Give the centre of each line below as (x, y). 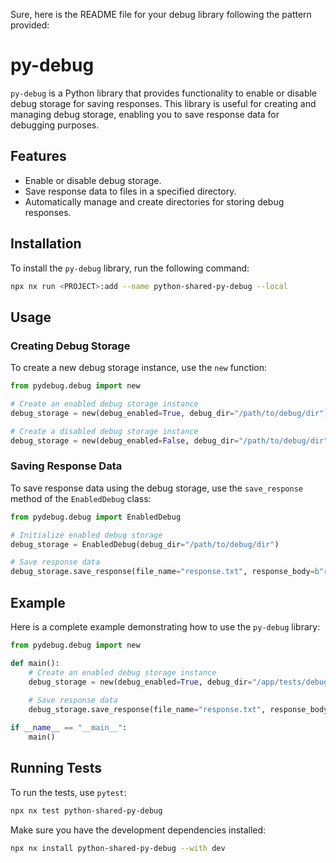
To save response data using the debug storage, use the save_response (157, 488)
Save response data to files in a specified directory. (130, 191)
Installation (46, 244)
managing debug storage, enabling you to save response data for (145, 114)
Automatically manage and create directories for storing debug (154, 201)
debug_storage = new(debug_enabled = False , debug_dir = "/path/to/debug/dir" (169, 440)
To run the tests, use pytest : (68, 792)
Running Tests (56, 768)
